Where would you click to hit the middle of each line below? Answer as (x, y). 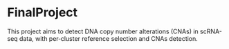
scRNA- (211, 31)
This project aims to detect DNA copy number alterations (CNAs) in (103, 31)
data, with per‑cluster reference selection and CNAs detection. (109, 38)
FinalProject (43, 13)
